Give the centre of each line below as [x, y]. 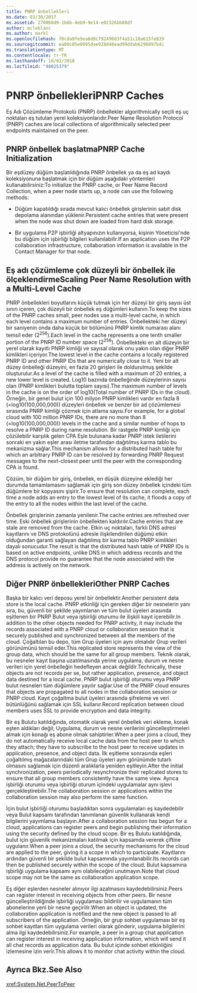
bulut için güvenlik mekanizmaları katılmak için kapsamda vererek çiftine [94, 840]
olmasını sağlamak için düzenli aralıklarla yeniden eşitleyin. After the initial [95, 766]
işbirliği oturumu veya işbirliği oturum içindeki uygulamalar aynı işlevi [89, 785]
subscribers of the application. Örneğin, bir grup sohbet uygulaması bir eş [96, 920]
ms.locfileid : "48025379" [38, 66]
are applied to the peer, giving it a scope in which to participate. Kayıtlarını [96, 852]
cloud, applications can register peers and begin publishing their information [98, 828]
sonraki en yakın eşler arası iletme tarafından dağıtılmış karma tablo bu [92, 442]
